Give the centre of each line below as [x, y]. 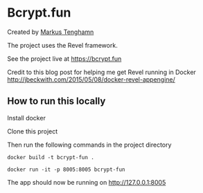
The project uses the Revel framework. [62, 45]
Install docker [27, 118]
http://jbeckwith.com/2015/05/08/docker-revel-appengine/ [91, 79]
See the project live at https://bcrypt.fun [64, 58]
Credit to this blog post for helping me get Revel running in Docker [101, 72]
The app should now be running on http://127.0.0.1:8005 [87, 182]
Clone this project [33, 131]
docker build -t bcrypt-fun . [51, 157]
